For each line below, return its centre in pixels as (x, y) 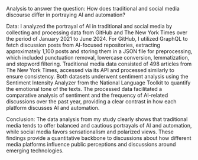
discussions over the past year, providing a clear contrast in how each (91, 102)
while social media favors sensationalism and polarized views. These (90, 132)
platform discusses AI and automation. (53, 108)
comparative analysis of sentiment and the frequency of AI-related (87, 95)
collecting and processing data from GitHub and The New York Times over (97, 32)
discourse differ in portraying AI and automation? (66, 15)
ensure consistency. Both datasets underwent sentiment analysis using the (97, 76)
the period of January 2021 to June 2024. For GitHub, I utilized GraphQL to (97, 39)
